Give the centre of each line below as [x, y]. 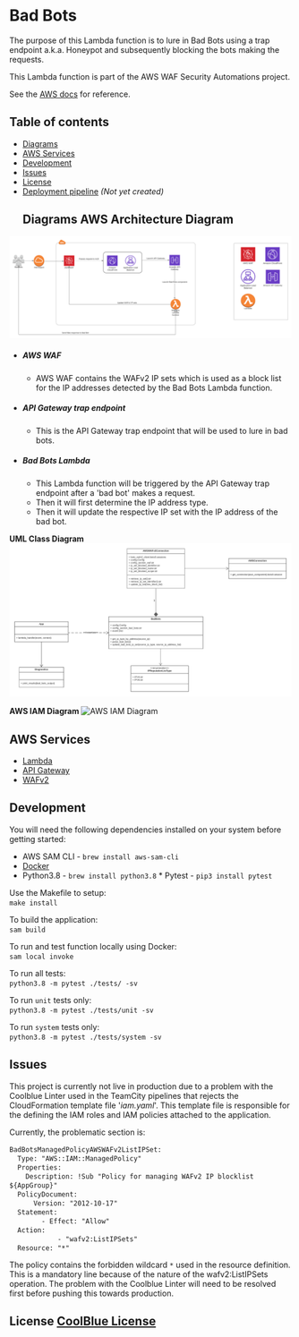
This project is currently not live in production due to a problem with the [141, 1086]
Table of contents [59, 122]
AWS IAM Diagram [44, 711]
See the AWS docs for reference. [70, 94]
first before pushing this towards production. [92, 1293]
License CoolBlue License [83, 1321]
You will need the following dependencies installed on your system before [145, 830]
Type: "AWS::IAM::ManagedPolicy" [80, 1158]
